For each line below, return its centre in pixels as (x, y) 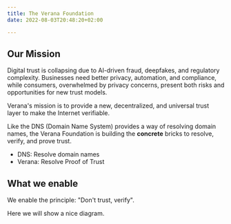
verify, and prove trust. (40, 141)
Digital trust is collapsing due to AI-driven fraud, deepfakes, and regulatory (113, 70)
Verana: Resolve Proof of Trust (61, 162)
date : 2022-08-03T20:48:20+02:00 (55, 20)
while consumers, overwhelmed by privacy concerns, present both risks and (116, 85)
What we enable (42, 183)
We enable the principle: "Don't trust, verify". (71, 200)
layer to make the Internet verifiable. (59, 113)
